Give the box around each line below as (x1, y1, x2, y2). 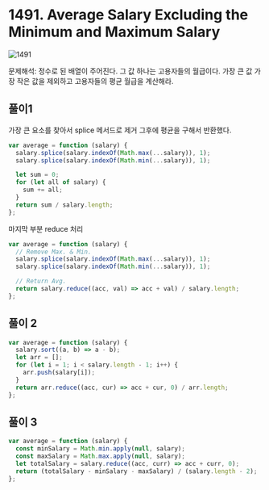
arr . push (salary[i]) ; (23, 369, 95, 377)
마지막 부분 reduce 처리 (8, 224, 84, 233)
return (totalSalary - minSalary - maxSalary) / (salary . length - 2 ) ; (15, 467, 258, 475)
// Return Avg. (15, 277, 67, 286)
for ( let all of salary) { (15, 178, 106, 186)
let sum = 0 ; (15, 171, 60, 179)
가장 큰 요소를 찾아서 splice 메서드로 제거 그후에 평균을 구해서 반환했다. (8, 125, 232, 135)
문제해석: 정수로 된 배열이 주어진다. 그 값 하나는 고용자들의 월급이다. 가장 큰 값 (8, 66, 253, 76)
